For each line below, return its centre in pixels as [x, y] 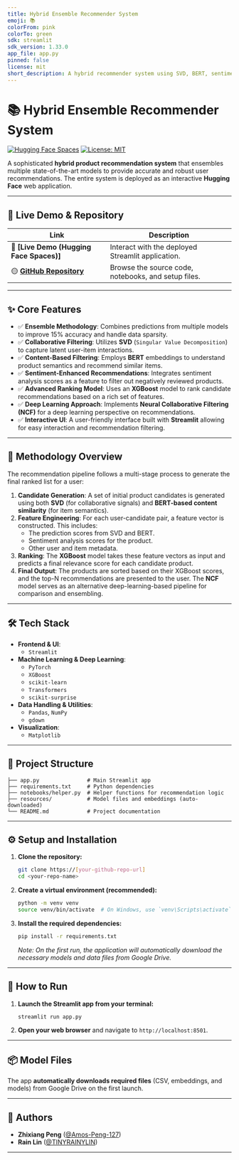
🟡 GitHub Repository [47, 271]
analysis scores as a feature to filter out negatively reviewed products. [121, 381]
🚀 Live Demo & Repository [66, 215]
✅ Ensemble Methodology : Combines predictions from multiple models [123, 326]
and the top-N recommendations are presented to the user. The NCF [118, 578]
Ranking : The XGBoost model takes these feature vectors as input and [121, 555]
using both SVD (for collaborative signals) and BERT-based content [117, 503]
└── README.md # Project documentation [84, 812]
